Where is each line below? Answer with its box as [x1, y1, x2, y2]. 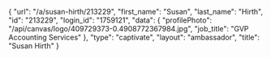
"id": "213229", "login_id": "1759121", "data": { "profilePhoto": [8, 15, 213, 25]
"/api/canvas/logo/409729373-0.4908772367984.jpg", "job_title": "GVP [8, 24, 249, 33]
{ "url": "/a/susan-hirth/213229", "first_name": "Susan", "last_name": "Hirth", [8, 7, 264, 16]
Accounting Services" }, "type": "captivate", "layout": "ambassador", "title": [8, 32, 260, 42]
